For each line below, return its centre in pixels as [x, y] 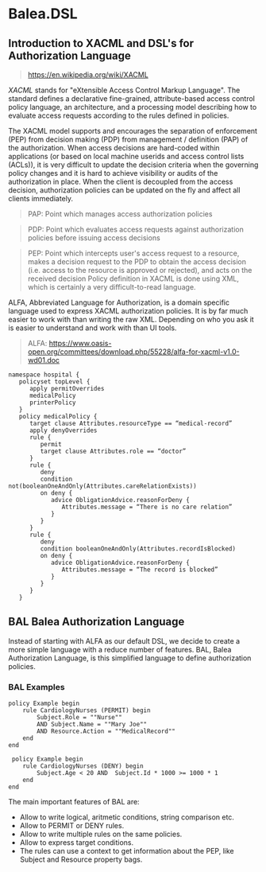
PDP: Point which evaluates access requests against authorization [135, 229]
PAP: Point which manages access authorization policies [120, 214]
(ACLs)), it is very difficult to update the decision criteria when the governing [133, 165]
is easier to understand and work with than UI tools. [93, 328]
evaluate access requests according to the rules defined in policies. [119, 115]
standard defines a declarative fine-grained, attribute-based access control [132, 99]
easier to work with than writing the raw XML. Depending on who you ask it [131, 319]
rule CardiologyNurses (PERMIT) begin [87, 710]
